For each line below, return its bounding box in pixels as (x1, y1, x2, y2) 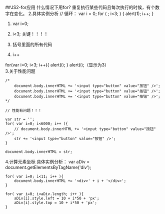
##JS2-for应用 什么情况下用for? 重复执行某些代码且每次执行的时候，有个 (5, 4, 155, 10)
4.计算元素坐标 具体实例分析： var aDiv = (5, 159, 90, 164)
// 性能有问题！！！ (5, 108, 42, 113)
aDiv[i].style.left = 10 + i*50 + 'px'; (14, 196, 99, 201)
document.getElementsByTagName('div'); (5, 164, 91, 170)
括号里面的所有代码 (12, 41, 52, 47)
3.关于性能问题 (5, 68, 36, 74)
